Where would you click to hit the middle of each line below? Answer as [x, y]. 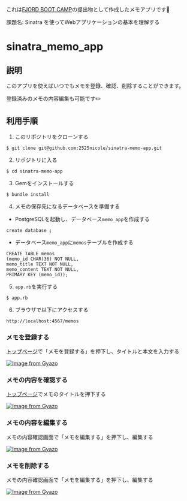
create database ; [29, 230]
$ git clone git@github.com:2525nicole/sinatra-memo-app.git [84, 148]
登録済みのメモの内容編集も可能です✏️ [54, 99]
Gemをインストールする [44, 183]
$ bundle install [28, 194]
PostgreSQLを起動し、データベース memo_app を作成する [82, 219]
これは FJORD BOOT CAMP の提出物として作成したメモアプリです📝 [88, 9]
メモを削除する [28, 466]
